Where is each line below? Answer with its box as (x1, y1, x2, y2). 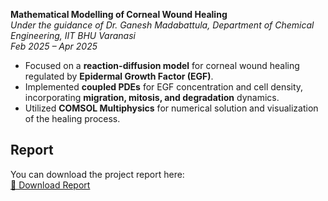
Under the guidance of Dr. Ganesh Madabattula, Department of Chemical (10, 19, 315, 31)
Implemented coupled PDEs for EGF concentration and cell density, (24, 81, 304, 93)
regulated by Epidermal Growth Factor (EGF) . (24, 70, 214, 82)
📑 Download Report (10, 179, 91, 191)
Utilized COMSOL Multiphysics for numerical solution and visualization (24, 102, 319, 114)
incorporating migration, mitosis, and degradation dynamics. (24, 92, 280, 103)
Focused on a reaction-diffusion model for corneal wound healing (24, 60, 300, 71)
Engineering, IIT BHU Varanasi (10, 30, 136, 41)
